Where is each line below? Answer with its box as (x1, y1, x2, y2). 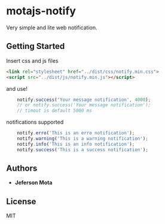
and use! (6, 85, 28, 92)
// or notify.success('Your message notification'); (17, 102, 151, 108)
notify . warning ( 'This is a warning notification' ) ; (17, 136, 148, 142)
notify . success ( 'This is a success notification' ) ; (17, 146, 148, 153)
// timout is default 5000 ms (17, 108, 93, 114)
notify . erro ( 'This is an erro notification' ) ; (17, 130, 135, 136)
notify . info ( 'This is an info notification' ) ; (17, 141, 135, 147)
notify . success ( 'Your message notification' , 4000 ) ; (17, 97, 151, 103)
